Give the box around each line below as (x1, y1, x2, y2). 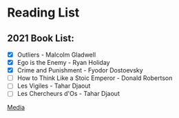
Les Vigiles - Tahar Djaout (17, 81, 91, 90)
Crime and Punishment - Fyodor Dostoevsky (17, 66, 143, 75)
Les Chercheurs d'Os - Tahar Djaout (17, 90, 120, 98)
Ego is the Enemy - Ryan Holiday (17, 59, 110, 67)
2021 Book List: (7, 32, 74, 44)
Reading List (7, 5, 80, 21)
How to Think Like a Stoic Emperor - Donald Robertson (17, 74, 173, 82)
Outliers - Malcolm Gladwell (17, 50, 96, 59)
